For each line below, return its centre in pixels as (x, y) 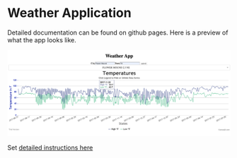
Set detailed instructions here (50, 148)
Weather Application (70, 13)
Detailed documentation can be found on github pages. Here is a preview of (118, 32)
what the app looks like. (42, 39)
